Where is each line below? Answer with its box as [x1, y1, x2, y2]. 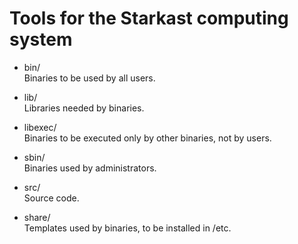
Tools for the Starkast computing [9, 7, 289, 30]
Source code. [23, 192, 80, 204]
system [9, 28, 73, 51]
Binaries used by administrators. [23, 162, 157, 174]
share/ [23, 211, 51, 223]
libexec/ [23, 121, 57, 133]
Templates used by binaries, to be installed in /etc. [23, 222, 232, 234]
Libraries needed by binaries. [23, 102, 145, 114]
